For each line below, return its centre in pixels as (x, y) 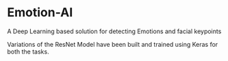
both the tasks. (28, 52)
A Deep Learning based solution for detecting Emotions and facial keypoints (114, 31)
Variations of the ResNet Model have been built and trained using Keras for (113, 44)
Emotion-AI (40, 13)
